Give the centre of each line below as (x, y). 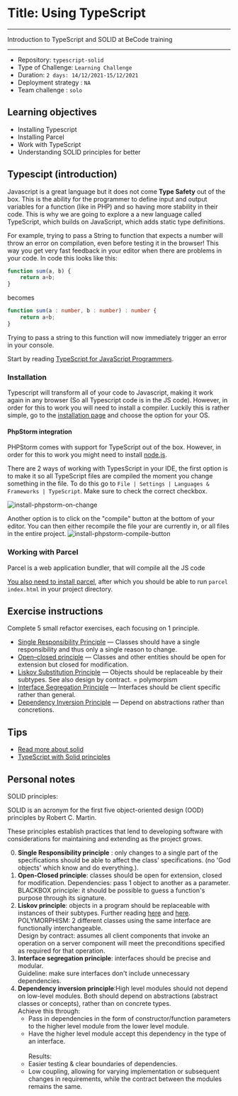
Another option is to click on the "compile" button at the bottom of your (111, 519)
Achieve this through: (49, 1011)
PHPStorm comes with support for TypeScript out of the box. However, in (114, 447)
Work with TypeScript (49, 144)
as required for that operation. (61, 951)
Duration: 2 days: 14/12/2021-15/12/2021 (78, 75)
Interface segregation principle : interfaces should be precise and (114, 958)
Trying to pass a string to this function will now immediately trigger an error (117, 337)
